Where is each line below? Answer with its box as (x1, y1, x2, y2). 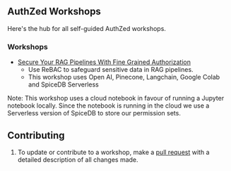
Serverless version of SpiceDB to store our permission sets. (7, 109, 182, 118)
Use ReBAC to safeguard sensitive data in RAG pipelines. (28, 65, 194, 74)
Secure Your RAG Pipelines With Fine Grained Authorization (17, 58, 191, 66)
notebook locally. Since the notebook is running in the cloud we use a (7, 101, 210, 110)
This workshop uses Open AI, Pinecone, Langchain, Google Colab (28, 73, 220, 82)
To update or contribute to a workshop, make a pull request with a (17, 148, 210, 156)
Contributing (7, 129, 65, 141)
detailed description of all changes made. (17, 155, 139, 164)
